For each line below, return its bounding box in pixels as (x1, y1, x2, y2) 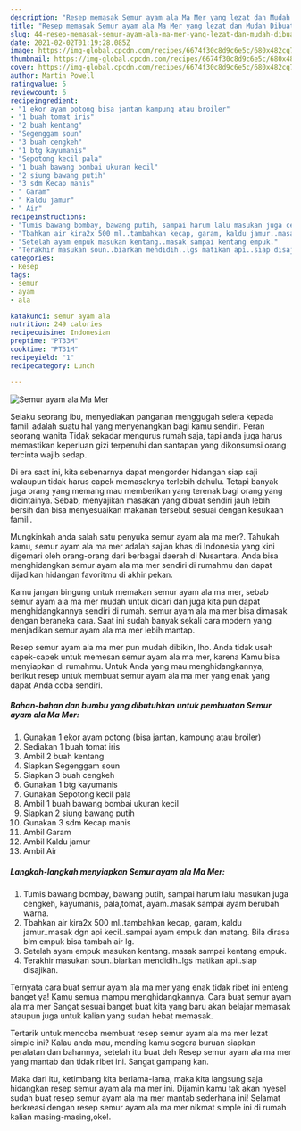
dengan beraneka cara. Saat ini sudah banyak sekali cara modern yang (10, 615, 272, 625)
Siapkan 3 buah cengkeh (22, 770, 115, 781)
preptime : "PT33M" (10, 337, 79, 346)
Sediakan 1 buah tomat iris (22, 741, 121, 752)
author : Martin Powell (10, 71, 95, 80)
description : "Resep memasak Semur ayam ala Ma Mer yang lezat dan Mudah (10, 13, 291, 22)
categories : (10, 254, 54, 264)
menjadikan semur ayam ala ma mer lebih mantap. (10, 624, 196, 635)
